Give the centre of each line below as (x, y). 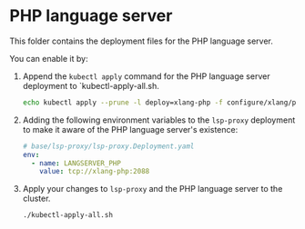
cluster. (36, 199)
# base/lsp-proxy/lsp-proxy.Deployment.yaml (108, 146)
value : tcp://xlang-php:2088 (95, 172)
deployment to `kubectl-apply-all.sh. (91, 85)
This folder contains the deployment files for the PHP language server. (141, 41)
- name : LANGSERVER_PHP (76, 163)
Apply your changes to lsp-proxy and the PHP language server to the (152, 189)
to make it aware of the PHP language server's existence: (130, 129)
